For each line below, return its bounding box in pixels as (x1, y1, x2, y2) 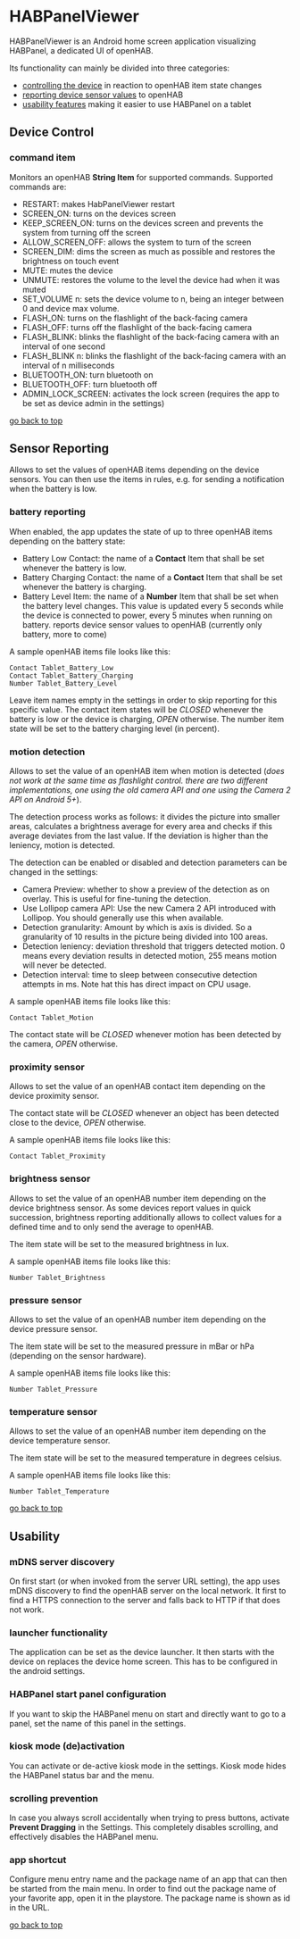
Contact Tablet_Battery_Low (9, 663, 114, 672)
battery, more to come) (21, 628, 107, 639)
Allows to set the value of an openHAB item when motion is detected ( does (9, 766, 285, 777)
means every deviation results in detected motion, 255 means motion (21, 951, 277, 961)
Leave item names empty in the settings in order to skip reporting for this (9, 695, 278, 705)
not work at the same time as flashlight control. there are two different (9, 775, 268, 786)
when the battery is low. (9, 484, 97, 495)
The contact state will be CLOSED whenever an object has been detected (9, 1108, 279, 1119)
